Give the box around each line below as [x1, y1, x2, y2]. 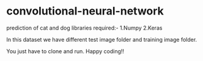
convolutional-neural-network [6, 4, 164, 18]
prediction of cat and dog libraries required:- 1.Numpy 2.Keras [6, 24, 163, 31]
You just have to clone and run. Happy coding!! [6, 47, 124, 55]
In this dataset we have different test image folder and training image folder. [6, 36, 197, 43]
